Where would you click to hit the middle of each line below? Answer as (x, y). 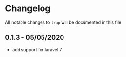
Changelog (28, 9)
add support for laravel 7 (37, 49)
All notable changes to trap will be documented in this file (63, 22)
